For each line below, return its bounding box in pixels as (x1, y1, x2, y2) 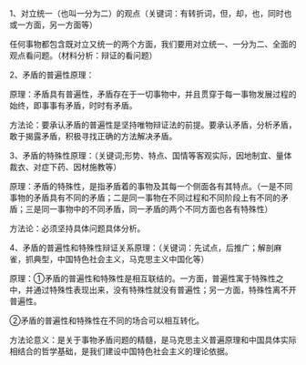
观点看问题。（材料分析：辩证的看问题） (9, 50, 158, 61)
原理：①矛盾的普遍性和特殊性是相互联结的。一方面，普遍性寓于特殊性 (9, 273, 276, 284)
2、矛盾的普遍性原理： (9, 69, 95, 80)
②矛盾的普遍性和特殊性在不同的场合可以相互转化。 (9, 315, 205, 326)
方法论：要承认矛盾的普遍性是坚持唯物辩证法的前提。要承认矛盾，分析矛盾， (9, 119, 297, 130)
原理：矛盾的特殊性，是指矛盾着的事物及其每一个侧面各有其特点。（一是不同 (9, 181, 293, 191)
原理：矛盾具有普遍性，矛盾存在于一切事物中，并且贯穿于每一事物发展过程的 (9, 89, 297, 99)
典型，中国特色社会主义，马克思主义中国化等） (33, 254, 209, 264)
